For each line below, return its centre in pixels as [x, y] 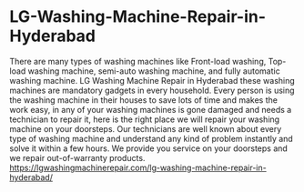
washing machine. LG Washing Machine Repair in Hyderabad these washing [152, 80]
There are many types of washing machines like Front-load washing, [138, 61]
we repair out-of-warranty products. [77, 157]
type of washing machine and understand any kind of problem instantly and [151, 138]
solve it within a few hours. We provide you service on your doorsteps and [149, 148]
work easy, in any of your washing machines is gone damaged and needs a [151, 109]
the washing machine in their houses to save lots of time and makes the [143, 100]
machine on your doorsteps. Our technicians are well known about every [146, 128]
